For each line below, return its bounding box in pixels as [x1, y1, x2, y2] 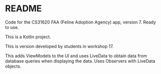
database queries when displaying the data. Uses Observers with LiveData [5, 58, 156, 64]
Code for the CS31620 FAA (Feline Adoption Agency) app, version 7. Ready [5, 19, 156, 25]
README [5, 3, 42, 14]
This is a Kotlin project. [5, 34, 51, 40]
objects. [5, 63, 22, 69]
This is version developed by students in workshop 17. [5, 43, 114, 49]
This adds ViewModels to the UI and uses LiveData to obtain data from [5, 52, 148, 59]
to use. [5, 24, 19, 30]
